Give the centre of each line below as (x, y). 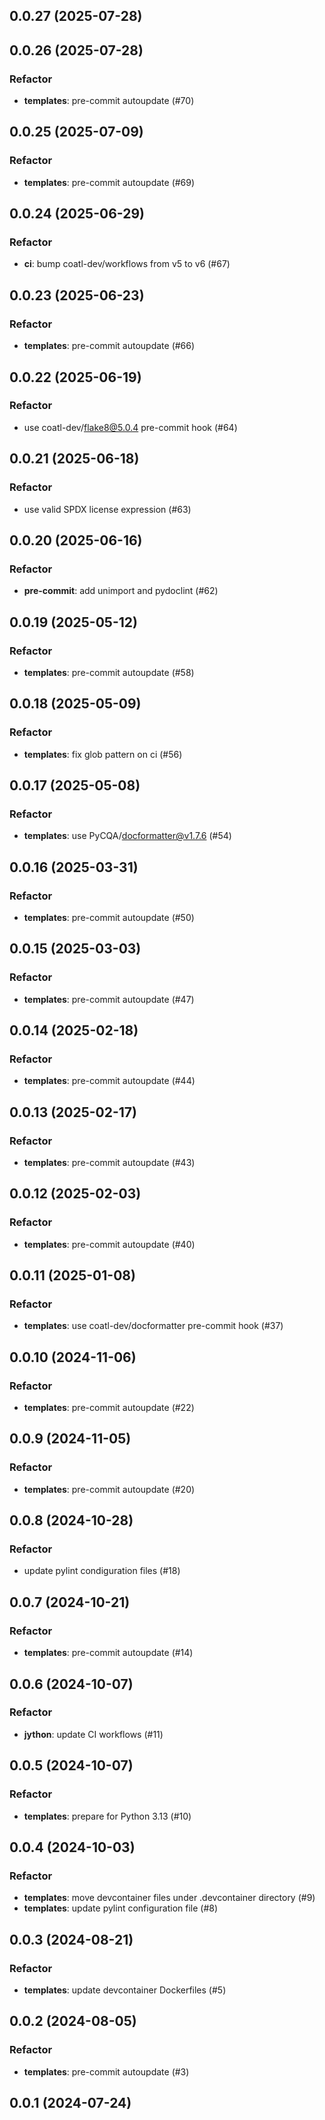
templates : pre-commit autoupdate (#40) (109, 1244)
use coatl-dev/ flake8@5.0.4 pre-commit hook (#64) (130, 427)
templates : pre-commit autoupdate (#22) (109, 1408)
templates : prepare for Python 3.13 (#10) (107, 1816)
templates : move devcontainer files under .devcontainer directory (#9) (169, 1898)
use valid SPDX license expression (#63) (107, 509)
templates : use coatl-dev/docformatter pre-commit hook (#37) (153, 1326)
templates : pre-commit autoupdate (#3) (106, 2071)
